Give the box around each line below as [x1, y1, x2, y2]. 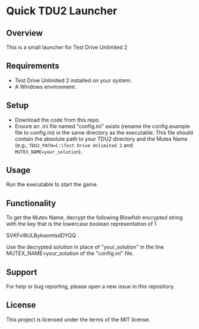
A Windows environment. [14, 83, 77, 90]
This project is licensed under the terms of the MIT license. [6, 316, 150, 323]
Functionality [6, 198, 56, 208]
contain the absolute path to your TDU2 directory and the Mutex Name [14, 135, 188, 142]
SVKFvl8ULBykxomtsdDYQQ [6, 232, 76, 239]
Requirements [6, 61, 59, 71]
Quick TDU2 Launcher [6, 4, 118, 18]
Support [6, 267, 37, 277]
